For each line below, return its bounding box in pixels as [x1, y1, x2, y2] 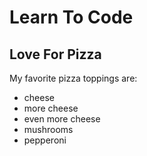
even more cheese [23, 113, 101, 125]
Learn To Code [9, 6, 134, 29]
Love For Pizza [9, 46, 102, 63]
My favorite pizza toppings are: [9, 72, 138, 84]
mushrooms [23, 124, 74, 135]
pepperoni [23, 134, 67, 146]
